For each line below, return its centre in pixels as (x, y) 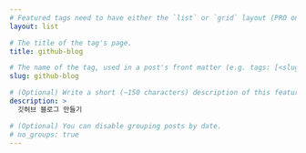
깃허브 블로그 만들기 (50, 109)
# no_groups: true (44, 134)
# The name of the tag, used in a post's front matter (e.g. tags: (140, 68)
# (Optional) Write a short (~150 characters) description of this (140, 93)
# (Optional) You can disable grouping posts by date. (116, 126)
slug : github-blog (44, 76)
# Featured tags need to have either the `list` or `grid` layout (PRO (148, 18)
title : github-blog (46, 51)
